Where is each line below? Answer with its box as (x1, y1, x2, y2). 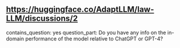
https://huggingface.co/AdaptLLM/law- (6, 5, 154, 14)
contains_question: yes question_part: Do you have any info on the (6, 29, 167, 36)
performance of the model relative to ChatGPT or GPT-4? (25, 35, 164, 42)
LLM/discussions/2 (6, 14, 78, 24)
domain (6, 35, 25, 42)
